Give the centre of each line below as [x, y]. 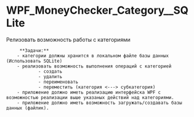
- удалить [50, 76]
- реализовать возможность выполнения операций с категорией [94, 66]
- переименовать [58, 82]
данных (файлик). [28, 108]
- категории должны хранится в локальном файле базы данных [93, 56]
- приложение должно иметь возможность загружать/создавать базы [100, 103]
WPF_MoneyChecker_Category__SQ [97, 10]
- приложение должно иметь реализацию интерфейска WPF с [89, 92]
